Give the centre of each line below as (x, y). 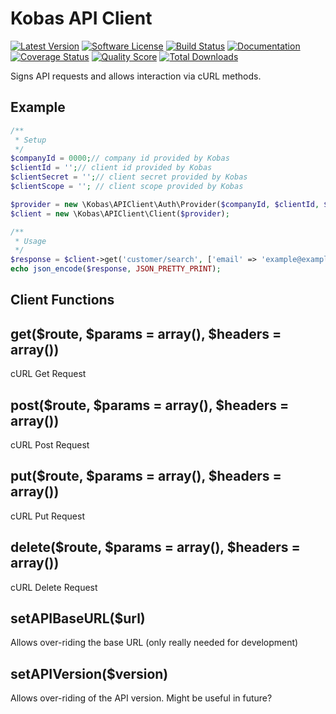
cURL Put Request (47, 516)
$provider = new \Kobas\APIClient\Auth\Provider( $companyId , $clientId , (165, 204)
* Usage (30, 241)
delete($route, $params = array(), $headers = (155, 547)
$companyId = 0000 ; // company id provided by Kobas (120, 158)
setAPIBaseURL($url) (78, 618)
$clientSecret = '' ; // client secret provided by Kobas (129, 177)
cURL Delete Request (54, 587)
